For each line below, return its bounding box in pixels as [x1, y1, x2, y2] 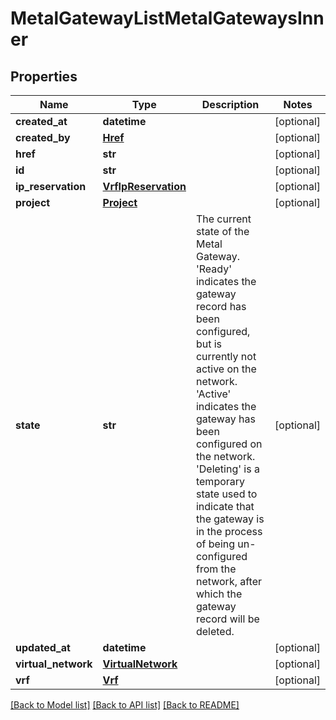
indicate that [195, 500, 255, 513]
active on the [195, 362, 257, 376]
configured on [195, 437, 263, 451]
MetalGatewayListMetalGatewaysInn [10, 7, 325, 30]
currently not [195, 350, 257, 363]
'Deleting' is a [195, 462, 260, 476]
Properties [10, 68, 78, 85]
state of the [195, 225, 250, 238]
